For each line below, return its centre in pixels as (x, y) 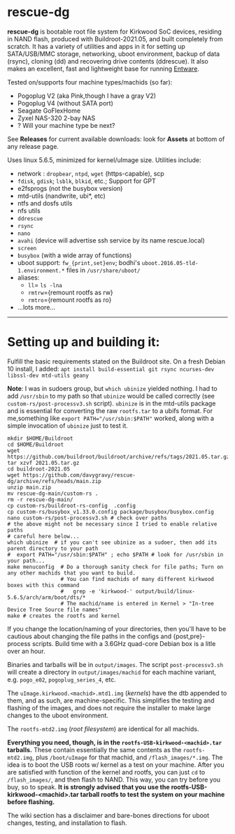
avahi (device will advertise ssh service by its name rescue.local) (111, 240)
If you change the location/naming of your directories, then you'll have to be (117, 628)
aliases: (28, 278)
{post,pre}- (189, 636)
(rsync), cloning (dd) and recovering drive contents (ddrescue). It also (108, 61)
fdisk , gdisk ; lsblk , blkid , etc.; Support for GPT (86, 181)
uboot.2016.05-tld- (170, 263)
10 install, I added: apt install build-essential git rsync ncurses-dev (111, 368)
